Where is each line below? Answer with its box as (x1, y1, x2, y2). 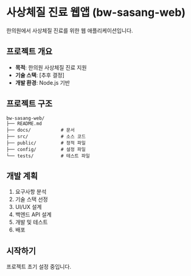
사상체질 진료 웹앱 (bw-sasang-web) (6, 5, 186, 19)
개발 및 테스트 (15, 219, 48, 226)
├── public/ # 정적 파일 (6, 140, 86, 146)
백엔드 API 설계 (15, 211, 52, 218)
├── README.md (6, 120, 43, 127)
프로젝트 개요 (6, 46, 53, 57)
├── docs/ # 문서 (6, 127, 75, 133)
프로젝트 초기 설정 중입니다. (6, 263, 72, 271)
